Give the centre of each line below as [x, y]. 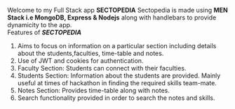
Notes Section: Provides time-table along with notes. [94, 90]
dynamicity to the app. [40, 25]
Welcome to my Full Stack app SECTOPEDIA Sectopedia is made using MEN [117, 10]
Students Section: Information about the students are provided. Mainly [119, 75]
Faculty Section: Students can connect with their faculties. [102, 68]
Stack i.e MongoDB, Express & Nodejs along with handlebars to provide [112, 17]
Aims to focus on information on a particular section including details [117, 46]
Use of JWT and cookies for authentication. [80, 61]
